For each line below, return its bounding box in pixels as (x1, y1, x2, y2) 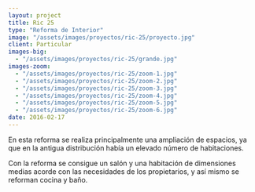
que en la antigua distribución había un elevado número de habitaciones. (8, 143, 244, 153)
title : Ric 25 (8, 19, 55, 27)
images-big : (8, 48, 47, 56)
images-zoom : (8, 63, 51, 71)
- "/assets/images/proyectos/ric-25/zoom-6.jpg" (15, 107, 178, 114)
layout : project (8, 11, 61, 20)
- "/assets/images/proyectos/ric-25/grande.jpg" (15, 56, 178, 63)
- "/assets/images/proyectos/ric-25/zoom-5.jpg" (15, 99, 178, 107)
